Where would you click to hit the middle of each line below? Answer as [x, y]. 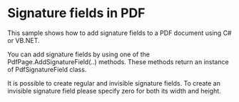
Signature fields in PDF [76, 13]
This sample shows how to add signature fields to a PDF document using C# [119, 33]
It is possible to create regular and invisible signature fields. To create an [114, 83]
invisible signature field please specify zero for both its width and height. [114, 91]
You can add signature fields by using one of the [78, 54]
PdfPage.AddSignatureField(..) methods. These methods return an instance [118, 61]
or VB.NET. [24, 40]
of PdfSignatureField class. [47, 69]
